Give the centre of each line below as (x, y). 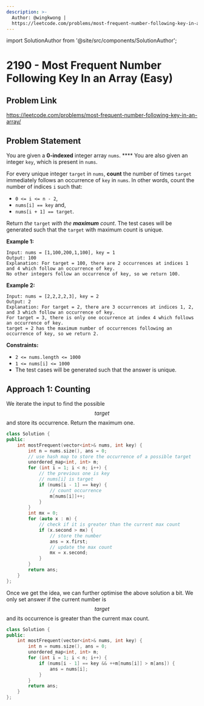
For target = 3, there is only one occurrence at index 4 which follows (100, 318)
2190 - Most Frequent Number (84, 65)
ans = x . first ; (69, 542)
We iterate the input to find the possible (56, 404)
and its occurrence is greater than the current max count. (78, 618)
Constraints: (22, 345)
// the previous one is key (74, 474)
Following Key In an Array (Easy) (90, 78)
